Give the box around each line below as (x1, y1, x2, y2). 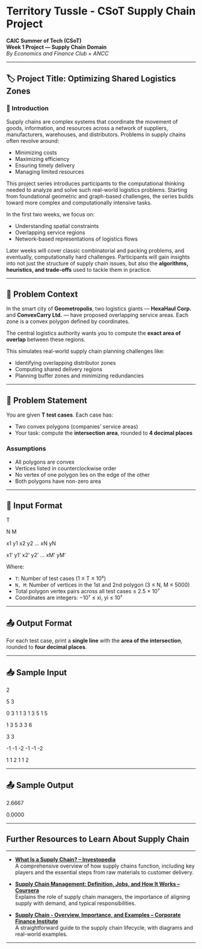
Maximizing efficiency (14, 155, 70, 162)
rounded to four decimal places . (6, 643, 87, 651)
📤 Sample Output (6, 780, 74, 790)
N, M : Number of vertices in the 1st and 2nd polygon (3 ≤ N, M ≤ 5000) (14, 581, 191, 588)
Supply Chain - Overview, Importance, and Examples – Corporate (14, 911, 182, 918)
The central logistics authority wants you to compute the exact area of (6, 330, 182, 337)
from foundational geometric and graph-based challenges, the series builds (6, 192, 194, 200)
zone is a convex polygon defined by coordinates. (6, 318, 130, 325)
